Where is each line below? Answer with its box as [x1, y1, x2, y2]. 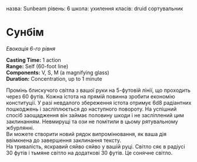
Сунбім [6, 26, 44, 39]
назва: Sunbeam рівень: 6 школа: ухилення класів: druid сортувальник [6, 5, 183, 12]
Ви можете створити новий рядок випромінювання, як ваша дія [6, 130, 166, 137]
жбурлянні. [6, 124, 34, 131]
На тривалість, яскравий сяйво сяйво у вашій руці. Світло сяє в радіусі [6, 143, 185, 150]
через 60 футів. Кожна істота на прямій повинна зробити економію [6, 92, 175, 100]
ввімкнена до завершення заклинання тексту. [6, 137, 122, 144]
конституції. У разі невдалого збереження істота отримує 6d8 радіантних [6, 99, 192, 106]
